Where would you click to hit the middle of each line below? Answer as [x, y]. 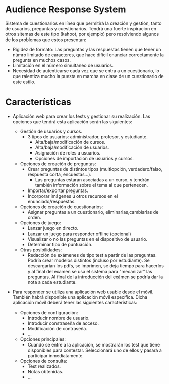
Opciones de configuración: [49, 312]
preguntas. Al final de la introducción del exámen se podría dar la [95, 277]
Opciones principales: [43, 339]
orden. [34, 217]
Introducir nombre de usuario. [59, 318]
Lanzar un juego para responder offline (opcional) [79, 234]
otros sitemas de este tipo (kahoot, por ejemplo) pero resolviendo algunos [82, 34]
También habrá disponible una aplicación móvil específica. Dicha [80, 297]
